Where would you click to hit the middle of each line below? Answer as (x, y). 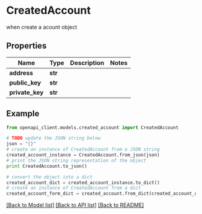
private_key (26, 92)
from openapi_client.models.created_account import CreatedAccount (93, 127)
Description (87, 62)
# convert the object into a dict (50, 177)
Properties (26, 46)
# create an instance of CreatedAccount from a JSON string (83, 150)
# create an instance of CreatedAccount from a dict (74, 188)
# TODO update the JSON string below (54, 138)
